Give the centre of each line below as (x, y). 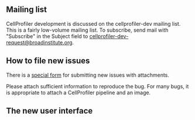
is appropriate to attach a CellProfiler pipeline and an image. (78, 92)
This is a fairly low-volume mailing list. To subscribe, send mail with (87, 30)
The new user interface (49, 111)
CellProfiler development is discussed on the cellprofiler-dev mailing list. (93, 23)
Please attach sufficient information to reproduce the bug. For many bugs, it (97, 86)
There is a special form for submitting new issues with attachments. (88, 75)
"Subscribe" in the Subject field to (47, 36)
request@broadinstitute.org (39, 42)
